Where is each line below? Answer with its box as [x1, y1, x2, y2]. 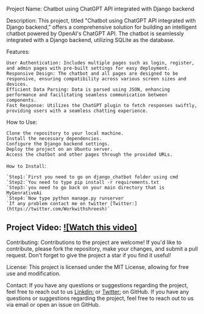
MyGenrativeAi [6, 190, 43, 196]
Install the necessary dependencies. [6, 136, 102, 142]
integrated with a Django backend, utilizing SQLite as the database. [6, 37, 175, 43]
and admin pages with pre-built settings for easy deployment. [6, 65, 171, 71]
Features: [6, 48, 30, 55]
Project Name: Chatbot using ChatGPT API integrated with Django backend [6, 5, 195, 12]
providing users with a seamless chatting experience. [6, 108, 149, 114]
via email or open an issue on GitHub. [6, 301, 100, 308]
